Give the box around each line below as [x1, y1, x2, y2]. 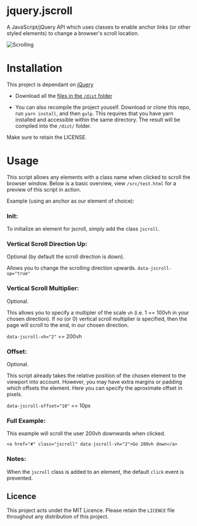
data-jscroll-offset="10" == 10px [6, 402, 91, 409]
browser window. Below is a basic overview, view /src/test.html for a [6, 180, 176, 187]
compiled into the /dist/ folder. [15, 122, 91, 129]
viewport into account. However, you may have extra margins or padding [6, 378, 182, 385]
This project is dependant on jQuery [6, 81, 94, 88]
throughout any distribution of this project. [6, 513, 109, 520]
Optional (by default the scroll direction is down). [6, 253, 125, 260]
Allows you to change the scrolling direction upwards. [6, 265, 137, 272]
